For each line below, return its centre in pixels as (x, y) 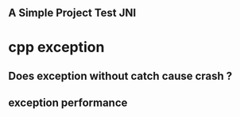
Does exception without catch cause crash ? (120, 75)
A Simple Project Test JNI (72, 13)
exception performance (68, 103)
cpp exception (56, 47)
